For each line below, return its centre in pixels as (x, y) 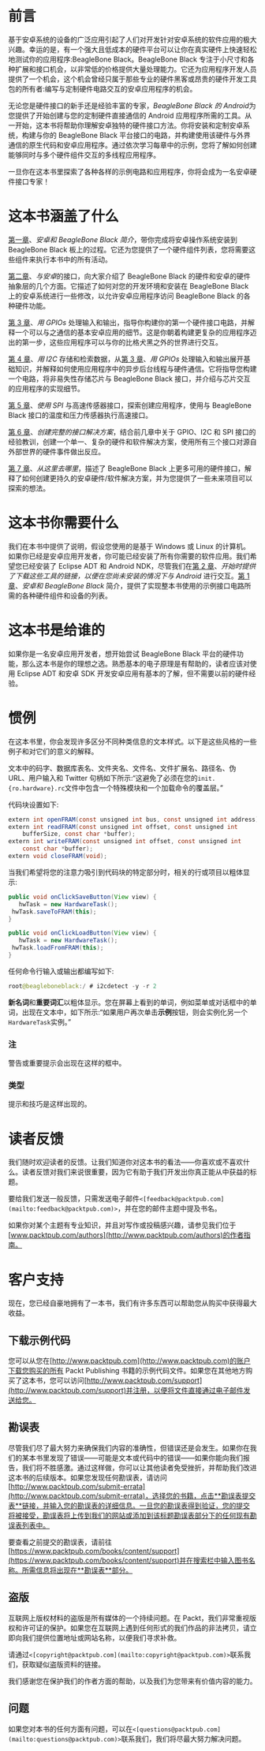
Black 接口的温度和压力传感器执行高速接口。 (80, 415)
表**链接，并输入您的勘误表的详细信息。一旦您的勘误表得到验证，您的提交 (129, 1505)
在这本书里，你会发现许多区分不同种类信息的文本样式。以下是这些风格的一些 (132, 741)
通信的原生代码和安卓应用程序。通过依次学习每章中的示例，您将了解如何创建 (132, 145)
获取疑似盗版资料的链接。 (63, 1664)
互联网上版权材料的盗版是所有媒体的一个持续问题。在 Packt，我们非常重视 (129, 1618)
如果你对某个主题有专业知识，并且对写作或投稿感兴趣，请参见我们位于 (122, 1225)
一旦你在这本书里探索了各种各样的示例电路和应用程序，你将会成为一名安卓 (129, 171)
